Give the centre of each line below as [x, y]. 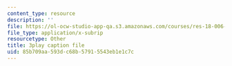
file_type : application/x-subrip [55, 33]
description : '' [30, 20]
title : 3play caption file [46, 45]
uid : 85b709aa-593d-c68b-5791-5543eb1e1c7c [71, 52]
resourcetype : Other [37, 39]
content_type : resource [41, 13]
